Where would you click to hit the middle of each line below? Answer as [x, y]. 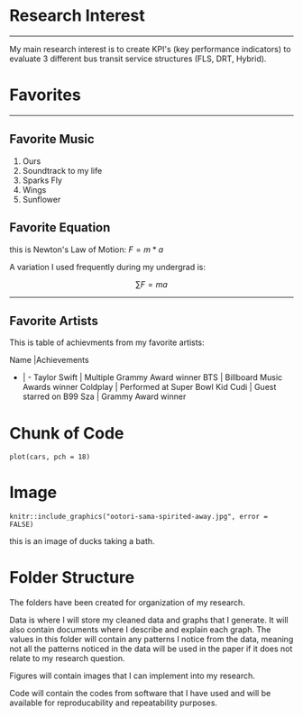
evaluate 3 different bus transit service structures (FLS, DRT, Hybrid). [138, 59]
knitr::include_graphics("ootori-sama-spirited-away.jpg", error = [139, 517]
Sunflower [41, 199]
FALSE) [22, 525]
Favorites [45, 95]
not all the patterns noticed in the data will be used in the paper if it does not [151, 649]
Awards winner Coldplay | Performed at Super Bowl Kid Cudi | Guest [149, 387]
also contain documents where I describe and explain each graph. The [140, 630]
